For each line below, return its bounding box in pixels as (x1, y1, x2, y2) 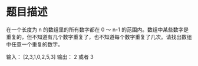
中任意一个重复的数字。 (6, 41, 63, 48)
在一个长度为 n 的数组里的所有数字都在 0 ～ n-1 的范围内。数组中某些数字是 (6, 26, 189, 33)
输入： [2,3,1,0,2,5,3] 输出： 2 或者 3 (6, 53, 94, 60)
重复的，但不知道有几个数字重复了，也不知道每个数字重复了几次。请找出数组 (6, 33, 192, 40)
